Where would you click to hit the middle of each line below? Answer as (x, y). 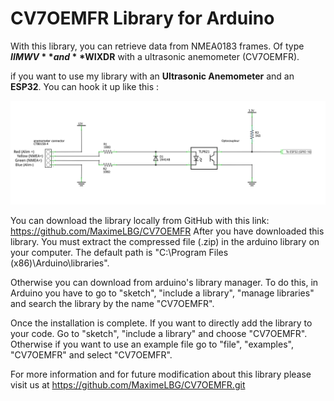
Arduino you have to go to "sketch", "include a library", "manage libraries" (162, 293)
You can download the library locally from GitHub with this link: (140, 221)
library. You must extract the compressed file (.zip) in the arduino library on (165, 242)
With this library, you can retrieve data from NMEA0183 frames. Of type (157, 46)
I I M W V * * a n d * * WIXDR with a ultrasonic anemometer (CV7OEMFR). (155, 56)
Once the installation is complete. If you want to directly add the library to (161, 323)
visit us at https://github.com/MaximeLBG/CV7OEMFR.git (128, 385)
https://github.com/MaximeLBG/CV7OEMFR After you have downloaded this (167, 231)
